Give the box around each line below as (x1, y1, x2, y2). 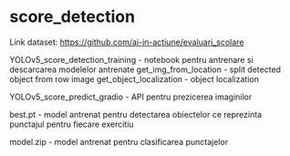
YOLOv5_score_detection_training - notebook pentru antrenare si (9, 54, 254, 65)
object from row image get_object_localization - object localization (9, 73, 260, 84)
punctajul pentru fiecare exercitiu (9, 119, 134, 130)
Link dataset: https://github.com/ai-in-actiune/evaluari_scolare (9, 36, 244, 47)
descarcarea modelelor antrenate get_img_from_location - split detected (9, 64, 281, 75)
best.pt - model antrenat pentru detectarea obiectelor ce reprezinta (9, 109, 263, 120)
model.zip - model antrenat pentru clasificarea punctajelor (9, 136, 229, 147)
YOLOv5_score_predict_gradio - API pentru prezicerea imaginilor (9, 91, 253, 102)
